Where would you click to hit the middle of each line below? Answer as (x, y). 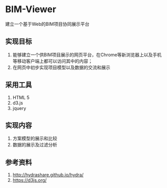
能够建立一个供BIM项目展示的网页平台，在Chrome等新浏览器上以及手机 (87, 55)
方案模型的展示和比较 (35, 138)
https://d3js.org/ (30, 180)
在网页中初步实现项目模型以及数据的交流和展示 (61, 67)
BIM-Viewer (31, 9)
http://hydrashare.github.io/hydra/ (48, 175)
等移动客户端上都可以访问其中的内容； (52, 61)
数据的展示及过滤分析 (35, 145)
